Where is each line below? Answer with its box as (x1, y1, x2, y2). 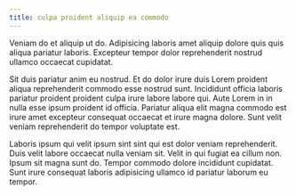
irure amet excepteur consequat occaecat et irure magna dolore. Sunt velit (9, 111, 283, 122)
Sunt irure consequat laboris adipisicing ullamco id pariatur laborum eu (9, 167, 268, 177)
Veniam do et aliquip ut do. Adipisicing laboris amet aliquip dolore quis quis (9, 37, 284, 48)
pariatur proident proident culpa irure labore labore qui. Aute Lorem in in (9, 93, 273, 103)
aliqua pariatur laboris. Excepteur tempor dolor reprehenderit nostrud (9, 46, 263, 58)
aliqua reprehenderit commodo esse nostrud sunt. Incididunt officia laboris (9, 83, 283, 94)
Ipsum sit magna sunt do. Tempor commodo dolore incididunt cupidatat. (9, 157, 274, 167)
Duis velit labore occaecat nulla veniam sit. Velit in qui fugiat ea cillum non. (9, 148, 283, 159)
